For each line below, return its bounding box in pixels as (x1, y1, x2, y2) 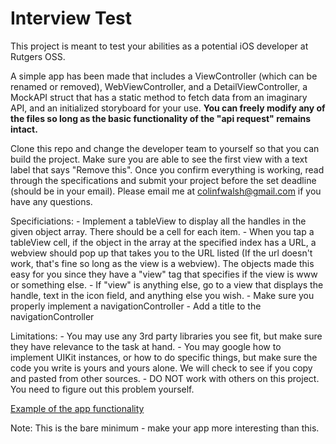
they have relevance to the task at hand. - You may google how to (10, 340, 282, 352)
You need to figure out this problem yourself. (10, 383, 195, 395)
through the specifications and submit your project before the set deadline (10, 174, 317, 186)
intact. (10, 123, 38, 135)
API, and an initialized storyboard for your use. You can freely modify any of (10, 102, 326, 114)
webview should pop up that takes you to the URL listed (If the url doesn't (10, 247, 313, 259)
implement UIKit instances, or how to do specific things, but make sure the (10, 351, 318, 363)
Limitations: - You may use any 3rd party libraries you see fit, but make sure (10, 330, 323, 342)
